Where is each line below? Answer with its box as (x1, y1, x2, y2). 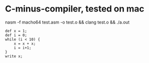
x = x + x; (14, 41, 36, 46)
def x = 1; (5, 28, 27, 33)
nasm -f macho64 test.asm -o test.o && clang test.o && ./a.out (5, 19, 130, 25)
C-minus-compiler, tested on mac (5, 3, 145, 14)
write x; (5, 54, 23, 59)
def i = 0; (5, 33, 27, 38)
